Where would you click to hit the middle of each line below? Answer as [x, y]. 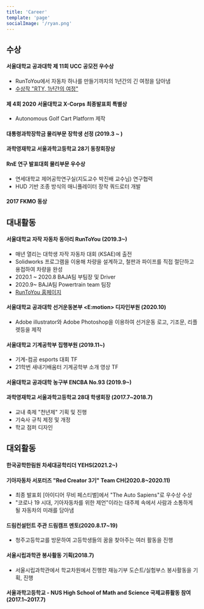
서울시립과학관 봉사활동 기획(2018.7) [50, 555]
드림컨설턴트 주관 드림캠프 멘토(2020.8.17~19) [62, 525]
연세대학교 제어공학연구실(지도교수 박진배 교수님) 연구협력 [84, 178]
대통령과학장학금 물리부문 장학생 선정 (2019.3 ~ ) [65, 133]
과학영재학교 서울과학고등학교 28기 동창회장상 [61, 149]
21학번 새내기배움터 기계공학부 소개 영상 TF [67, 367]
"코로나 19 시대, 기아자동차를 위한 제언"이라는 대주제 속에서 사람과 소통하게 [104, 503]
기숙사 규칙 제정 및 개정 [43, 420]
